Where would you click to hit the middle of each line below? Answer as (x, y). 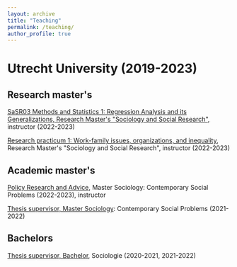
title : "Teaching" (34, 21)
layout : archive (31, 14)
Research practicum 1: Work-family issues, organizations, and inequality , (113, 141)
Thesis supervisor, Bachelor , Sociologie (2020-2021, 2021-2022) (102, 255)
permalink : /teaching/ (41, 27)
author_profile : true (39, 34)
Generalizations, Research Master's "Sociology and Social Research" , (109, 119)
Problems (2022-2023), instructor (57, 195)
